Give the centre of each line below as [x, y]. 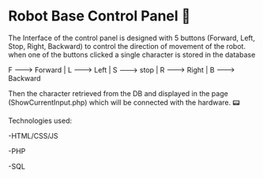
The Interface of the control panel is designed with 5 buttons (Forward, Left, [131, 38]
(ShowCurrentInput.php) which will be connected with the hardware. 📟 [124, 102]
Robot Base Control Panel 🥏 [100, 16]
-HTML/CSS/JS [33, 135]
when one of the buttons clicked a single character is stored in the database [132, 54]
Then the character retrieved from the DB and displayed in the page [118, 93]
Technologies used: [40, 121]
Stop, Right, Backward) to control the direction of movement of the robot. [127, 46]
